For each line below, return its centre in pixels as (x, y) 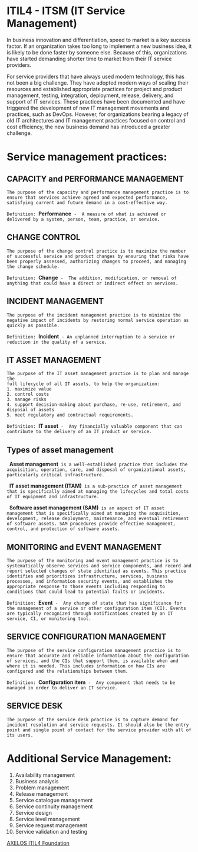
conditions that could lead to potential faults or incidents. (86, 592)
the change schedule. (33, 267)
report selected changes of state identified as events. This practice (96, 571)
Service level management (47, 819)
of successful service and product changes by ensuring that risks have (98, 256)
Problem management (42, 788)
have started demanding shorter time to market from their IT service (89, 59)
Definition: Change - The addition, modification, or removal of (92, 277)
